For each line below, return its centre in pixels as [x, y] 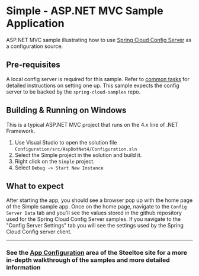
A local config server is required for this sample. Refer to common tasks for [98, 79]
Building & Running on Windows [66, 110]
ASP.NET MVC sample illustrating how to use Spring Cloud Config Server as [99, 40]
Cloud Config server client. [39, 232]
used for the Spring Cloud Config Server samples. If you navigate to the [94, 219]
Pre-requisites [33, 65]
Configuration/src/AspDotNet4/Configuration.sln [76, 149]
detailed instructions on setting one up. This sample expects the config [93, 85]
